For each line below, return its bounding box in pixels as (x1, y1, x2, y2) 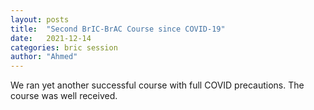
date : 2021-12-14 (10, 33, 92, 43)
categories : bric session (10, 42, 118, 53)
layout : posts (10, 14, 70, 25)
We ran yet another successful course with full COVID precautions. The (10, 79, 305, 91)
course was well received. (10, 90, 118, 102)
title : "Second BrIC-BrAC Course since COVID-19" (10, 24, 226, 34)
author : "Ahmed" (10, 52, 78, 62)
